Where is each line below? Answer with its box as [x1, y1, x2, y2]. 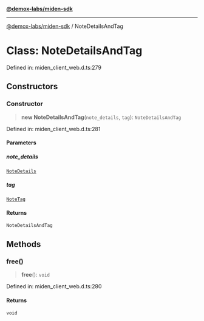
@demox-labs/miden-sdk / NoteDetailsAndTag [6, 22, 123, 30]
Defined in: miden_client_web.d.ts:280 [6, 283, 102, 290]
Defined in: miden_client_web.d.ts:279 [6, 64, 102, 71]
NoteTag [6, 197, 26, 203]
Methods [6, 239, 41, 249]
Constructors [6, 81, 58, 92]
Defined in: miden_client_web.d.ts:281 [6, 125, 101, 132]
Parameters [6, 139, 36, 146]
